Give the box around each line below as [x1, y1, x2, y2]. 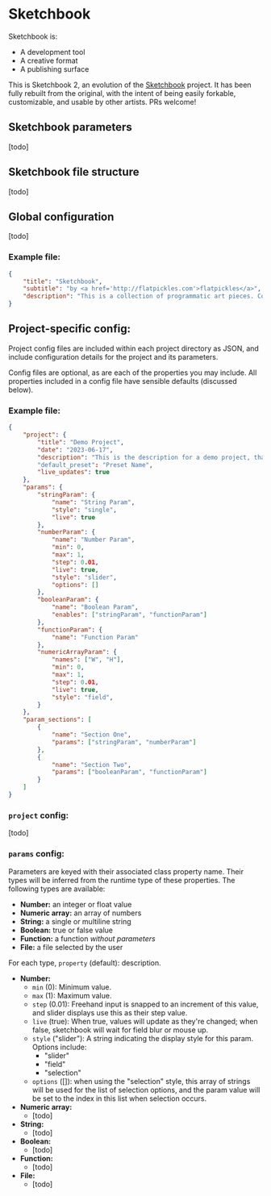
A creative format [19, 56, 78, 65]
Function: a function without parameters [19, 933, 156, 944]
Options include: [31, 1042, 87, 1052]
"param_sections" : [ [23, 715, 92, 724]
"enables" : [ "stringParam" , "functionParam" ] [51, 611, 207, 619]
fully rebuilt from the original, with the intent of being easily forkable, [8, 88, 236, 98]
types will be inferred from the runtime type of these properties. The [8, 875, 236, 885]
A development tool [19, 47, 85, 56]
